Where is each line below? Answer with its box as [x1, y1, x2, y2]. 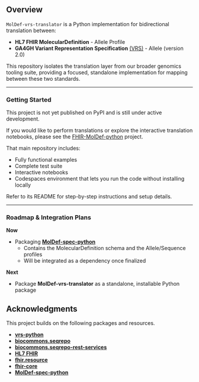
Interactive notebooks [14, 169, 68, 176]
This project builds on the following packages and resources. [6, 320, 155, 327]
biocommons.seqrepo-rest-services [14, 344, 107, 351]
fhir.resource [14, 356, 49, 364]
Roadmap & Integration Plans [6, 213, 92, 222]
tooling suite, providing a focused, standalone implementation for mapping [6, 68, 188, 76]
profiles [23, 251, 43, 258]
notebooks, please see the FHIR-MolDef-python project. [6, 133, 143, 140]
